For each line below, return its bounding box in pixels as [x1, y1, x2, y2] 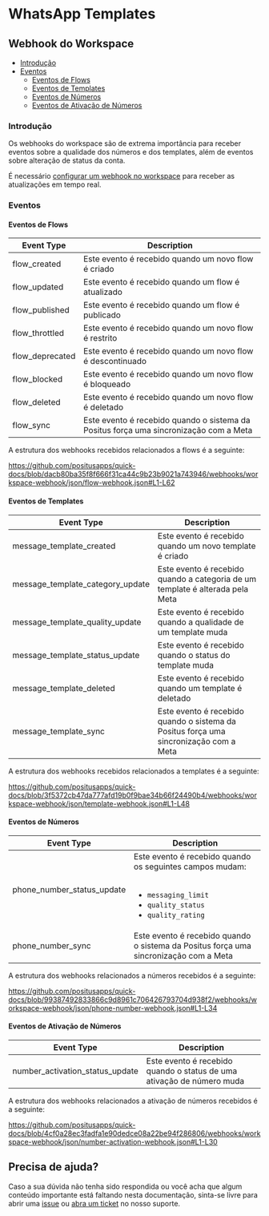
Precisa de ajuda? [8, 1160, 98, 1174]
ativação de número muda [146, 1076, 245, 1087]
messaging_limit [147, 891, 210, 899]
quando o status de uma [146, 1065, 238, 1077]
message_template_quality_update [12, 616, 142, 628]
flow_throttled [12, 328, 65, 339]
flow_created [12, 258, 62, 269]
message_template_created [12, 540, 116, 551]
